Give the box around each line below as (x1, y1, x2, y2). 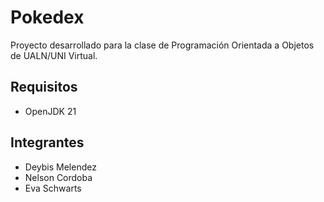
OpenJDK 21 (24, 105, 77, 117)
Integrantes (10, 134, 85, 151)
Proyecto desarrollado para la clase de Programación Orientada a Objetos (10, 39, 315, 51)
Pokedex (10, 6, 85, 29)
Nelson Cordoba (24, 171, 93, 183)
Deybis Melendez (24, 161, 97, 173)
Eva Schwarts (24, 182, 82, 194)
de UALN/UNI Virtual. (10, 49, 98, 61)
